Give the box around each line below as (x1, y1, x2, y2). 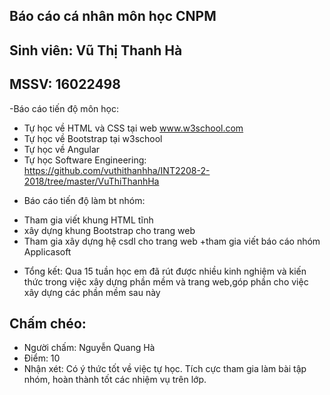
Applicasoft (23, 245, 72, 258)
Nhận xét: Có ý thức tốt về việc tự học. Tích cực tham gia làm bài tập (23, 363, 307, 375)
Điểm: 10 (23, 352, 61, 364)
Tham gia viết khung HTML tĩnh (23, 214, 154, 226)
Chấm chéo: (9, 315, 87, 332)
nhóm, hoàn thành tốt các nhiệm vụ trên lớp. (23, 374, 207, 386)
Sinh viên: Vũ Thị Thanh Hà (9, 42, 183, 59)
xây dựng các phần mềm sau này (23, 286, 161, 298)
